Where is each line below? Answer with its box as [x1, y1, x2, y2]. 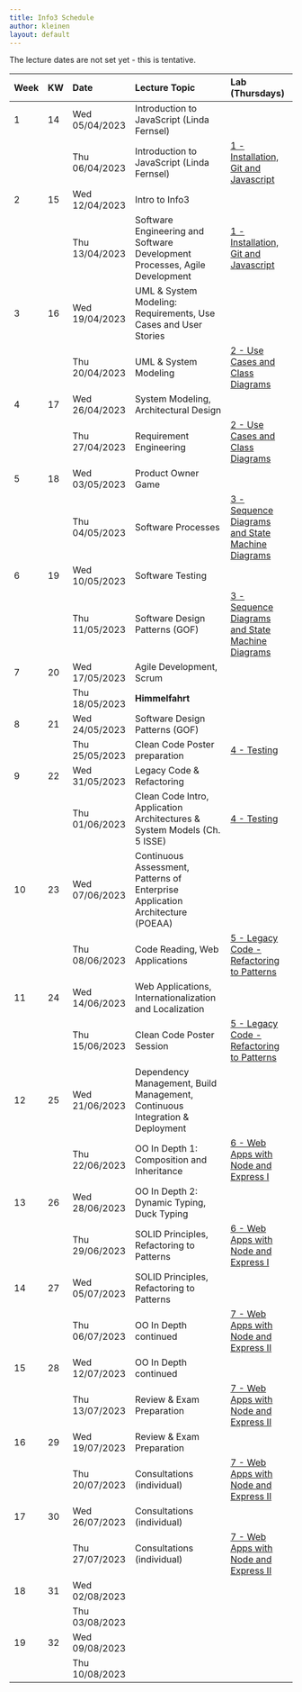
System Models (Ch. [134, 824, 221, 837]
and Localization [134, 1003, 205, 1016]
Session [134, 1040, 169, 1053]
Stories [134, 330, 165, 342]
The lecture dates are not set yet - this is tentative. [9, 55, 196, 66]
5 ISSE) [134, 835, 166, 847]
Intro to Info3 [134, 194, 191, 206]
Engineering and [134, 225, 205, 238]
